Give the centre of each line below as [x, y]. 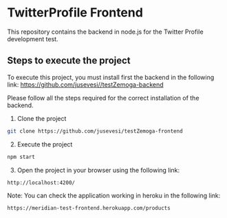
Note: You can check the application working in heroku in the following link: [114, 196]
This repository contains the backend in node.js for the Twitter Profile [106, 32]
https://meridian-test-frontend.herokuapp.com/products [89, 208]
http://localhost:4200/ [41, 183]
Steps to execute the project [69, 61]
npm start [21, 157]
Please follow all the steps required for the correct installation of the [103, 98]
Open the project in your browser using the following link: [98, 170]
